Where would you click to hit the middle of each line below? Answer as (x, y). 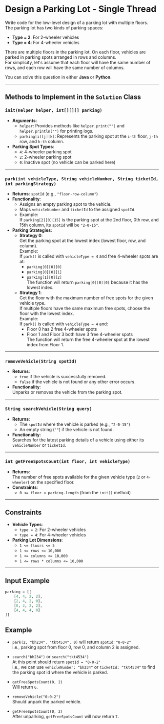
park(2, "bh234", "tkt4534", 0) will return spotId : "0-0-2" (72, 642)
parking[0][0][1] (44, 272)
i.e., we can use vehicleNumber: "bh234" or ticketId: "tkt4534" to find (83, 667)
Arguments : (24, 121)
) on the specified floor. (51, 482)
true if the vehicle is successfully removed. (63, 377)
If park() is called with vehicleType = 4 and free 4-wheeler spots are (89, 256)
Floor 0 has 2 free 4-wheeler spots (62, 329)
